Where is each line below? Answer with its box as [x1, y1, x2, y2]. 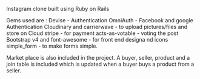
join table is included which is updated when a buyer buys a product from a [6, 60, 195, 68]
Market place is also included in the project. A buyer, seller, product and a [6, 54, 190, 61]
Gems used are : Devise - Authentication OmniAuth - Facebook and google [6, 17, 194, 24]
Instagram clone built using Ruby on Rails [6, 5, 110, 12]
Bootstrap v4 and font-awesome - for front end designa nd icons [6, 36, 168, 43]
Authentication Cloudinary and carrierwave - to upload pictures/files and [6, 24, 188, 30]
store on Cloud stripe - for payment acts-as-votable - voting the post [6, 30, 179, 37]
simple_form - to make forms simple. [6, 42, 98, 49]
